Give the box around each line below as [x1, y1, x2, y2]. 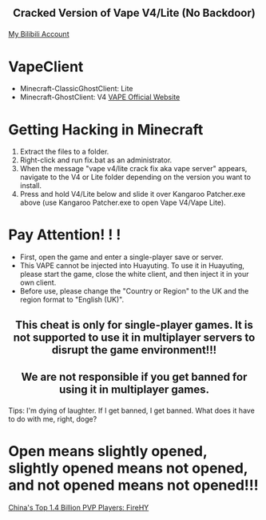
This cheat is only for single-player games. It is [14, 318, 254, 331]
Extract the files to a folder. [19, 147, 109, 157]
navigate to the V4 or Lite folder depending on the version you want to [19, 172, 252, 182]
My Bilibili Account [8, 30, 69, 39]
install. [19, 181, 42, 190]
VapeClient [8, 58, 84, 75]
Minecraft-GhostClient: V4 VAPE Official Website [19, 92, 181, 102]
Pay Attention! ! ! [8, 226, 121, 244]
